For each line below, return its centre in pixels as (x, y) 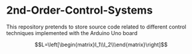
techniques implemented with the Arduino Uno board (72, 33)
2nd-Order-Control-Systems (79, 10)
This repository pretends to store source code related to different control (96, 27)
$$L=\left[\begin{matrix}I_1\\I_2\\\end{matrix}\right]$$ (101, 45)
